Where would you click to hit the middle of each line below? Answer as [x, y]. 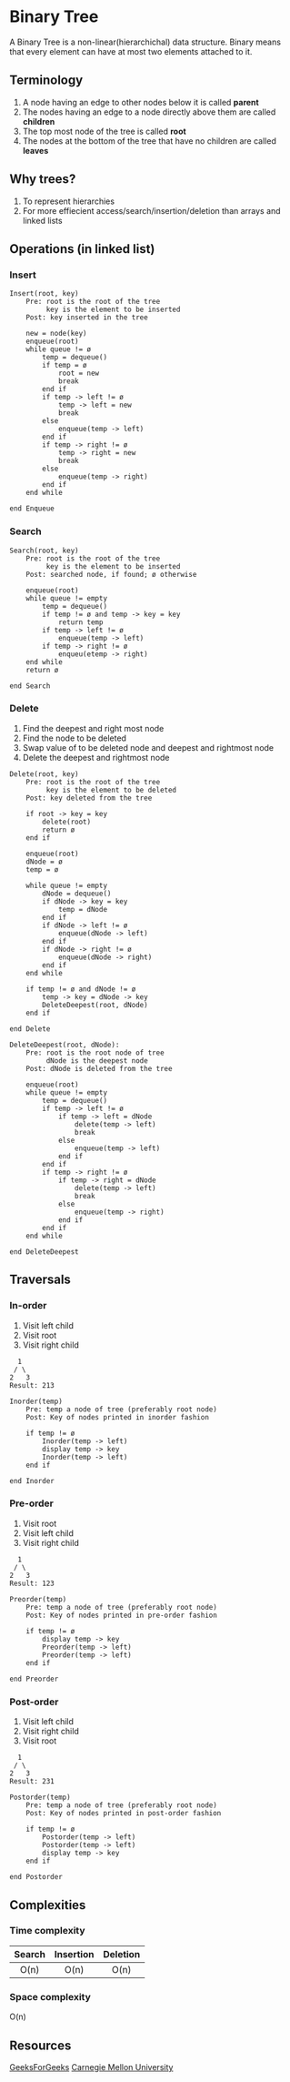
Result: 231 [32, 1782]
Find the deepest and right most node [93, 728]
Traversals [40, 1280]
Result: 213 [32, 1385]
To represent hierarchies [69, 201]
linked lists [42, 220]
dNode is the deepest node [97, 1061]
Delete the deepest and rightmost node [96, 757]
